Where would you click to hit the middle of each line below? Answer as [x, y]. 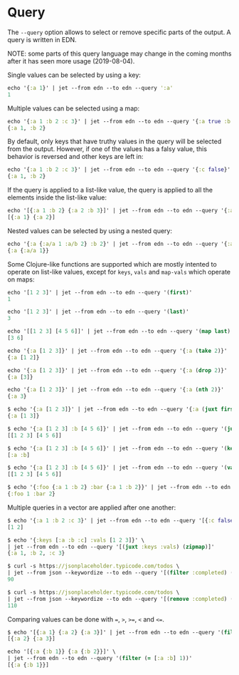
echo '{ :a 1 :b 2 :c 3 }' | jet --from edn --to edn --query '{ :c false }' [119, 170]
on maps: [21, 279]
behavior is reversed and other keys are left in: [75, 157]
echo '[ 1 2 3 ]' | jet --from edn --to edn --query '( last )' [99, 312]
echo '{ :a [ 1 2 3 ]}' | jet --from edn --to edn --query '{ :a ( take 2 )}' [117, 351]
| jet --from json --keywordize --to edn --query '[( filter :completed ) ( [121, 573]
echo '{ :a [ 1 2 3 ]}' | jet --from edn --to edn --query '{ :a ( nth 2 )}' [116, 390]
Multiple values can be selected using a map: [74, 108]
